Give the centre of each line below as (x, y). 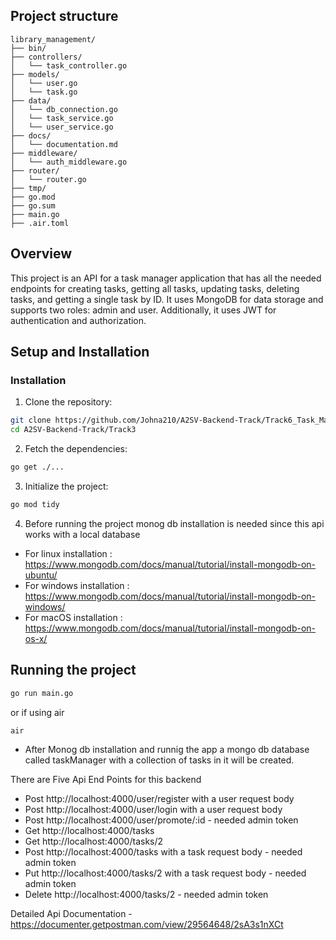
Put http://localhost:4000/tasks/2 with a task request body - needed (165, 873)
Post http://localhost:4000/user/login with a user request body (153, 810)
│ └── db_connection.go (64, 109)
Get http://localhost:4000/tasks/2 (94, 841)
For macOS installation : (73, 617)
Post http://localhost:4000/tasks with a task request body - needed (163, 852)
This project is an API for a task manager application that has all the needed (166, 278)
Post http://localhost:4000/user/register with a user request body (159, 799)
